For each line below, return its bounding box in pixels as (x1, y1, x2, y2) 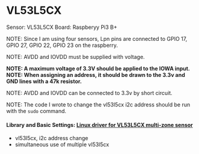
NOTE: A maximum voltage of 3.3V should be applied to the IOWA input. (6, 64, 191, 72)
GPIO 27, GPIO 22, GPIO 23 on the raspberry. (6, 42, 118, 49)
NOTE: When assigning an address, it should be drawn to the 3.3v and (6, 71, 186, 78)
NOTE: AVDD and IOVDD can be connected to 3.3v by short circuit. (6, 89, 173, 96)
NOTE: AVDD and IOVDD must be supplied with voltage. (6, 53, 145, 60)
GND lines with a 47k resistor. (6, 78, 83, 85)
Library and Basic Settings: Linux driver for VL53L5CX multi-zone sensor (6, 121, 193, 128)
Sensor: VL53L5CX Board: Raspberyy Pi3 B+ (6, 23, 118, 31)
